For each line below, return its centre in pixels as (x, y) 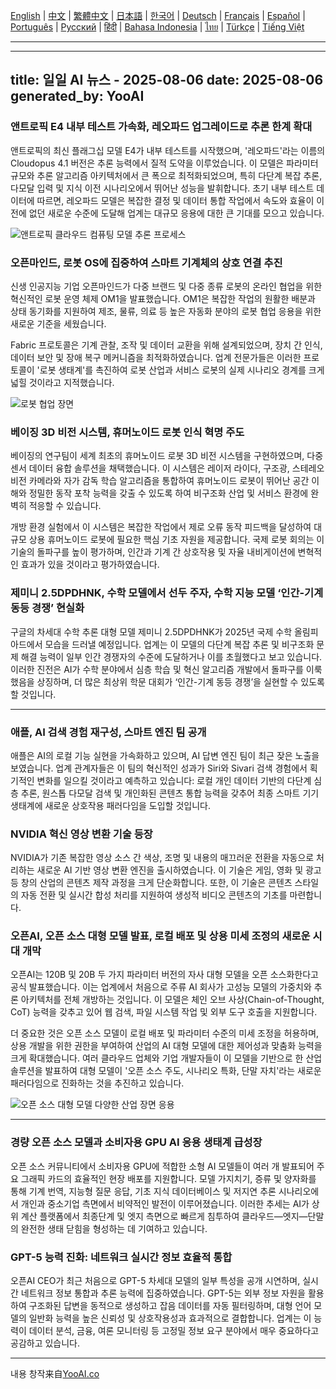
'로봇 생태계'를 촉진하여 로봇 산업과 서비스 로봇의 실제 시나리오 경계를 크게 (180, 370)
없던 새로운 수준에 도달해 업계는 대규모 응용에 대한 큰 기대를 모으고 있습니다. (176, 213)
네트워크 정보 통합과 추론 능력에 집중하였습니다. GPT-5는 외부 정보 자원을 (163, 1293)
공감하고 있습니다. (45, 1343)
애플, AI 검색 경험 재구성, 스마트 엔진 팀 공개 (108, 732)
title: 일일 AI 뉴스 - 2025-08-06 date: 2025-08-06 (167, 80)
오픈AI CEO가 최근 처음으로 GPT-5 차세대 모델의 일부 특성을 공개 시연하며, (155, 1281)
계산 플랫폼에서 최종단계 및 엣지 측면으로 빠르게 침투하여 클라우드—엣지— (164, 1216)
